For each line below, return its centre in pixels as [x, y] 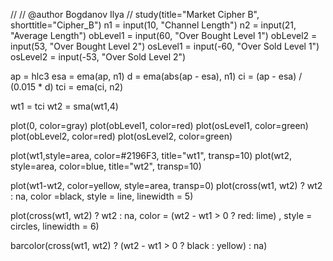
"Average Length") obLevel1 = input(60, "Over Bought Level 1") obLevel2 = [164, 35]
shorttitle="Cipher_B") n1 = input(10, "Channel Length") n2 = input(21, [153, 25]
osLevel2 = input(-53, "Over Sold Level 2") [98, 57]
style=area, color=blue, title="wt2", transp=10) [106, 166]
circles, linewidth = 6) [55, 226]
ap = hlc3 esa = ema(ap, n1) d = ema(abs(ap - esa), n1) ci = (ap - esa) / [156, 76]
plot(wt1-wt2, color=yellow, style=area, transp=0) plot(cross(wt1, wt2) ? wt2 [166, 185]
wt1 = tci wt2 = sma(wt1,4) [64, 106]
